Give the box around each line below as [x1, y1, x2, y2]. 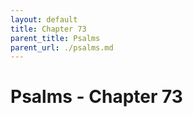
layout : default [10, 14, 78, 25]
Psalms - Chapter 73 [10, 86, 183, 108]
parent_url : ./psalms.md [10, 42, 114, 53]
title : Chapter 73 [10, 24, 87, 34]
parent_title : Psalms [10, 33, 101, 43]
